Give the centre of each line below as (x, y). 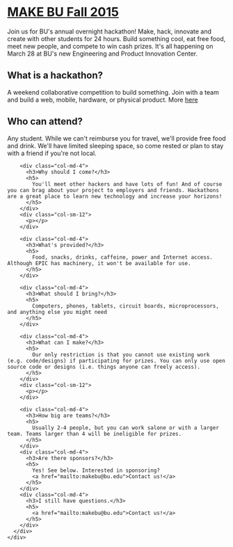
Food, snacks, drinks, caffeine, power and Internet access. (123, 257)
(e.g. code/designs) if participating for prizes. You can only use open (116, 360)
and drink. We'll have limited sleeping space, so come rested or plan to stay (115, 145)
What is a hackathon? (55, 76)
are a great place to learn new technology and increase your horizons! (115, 196)
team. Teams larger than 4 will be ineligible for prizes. (95, 434)
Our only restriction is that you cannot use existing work (121, 355)
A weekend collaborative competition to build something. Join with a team (113, 92)
